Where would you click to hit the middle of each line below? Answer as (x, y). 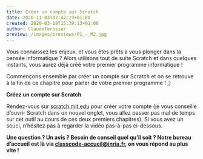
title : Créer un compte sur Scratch (52, 12)
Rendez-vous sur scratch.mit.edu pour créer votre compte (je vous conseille (101, 106)
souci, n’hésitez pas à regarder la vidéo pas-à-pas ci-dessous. (85, 126)
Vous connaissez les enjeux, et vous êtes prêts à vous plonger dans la (94, 52)
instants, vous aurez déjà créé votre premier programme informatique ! (95, 65)
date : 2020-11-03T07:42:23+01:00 (48, 18)
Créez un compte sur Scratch (44, 95)
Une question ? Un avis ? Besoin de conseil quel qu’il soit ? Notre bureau (99, 138)
